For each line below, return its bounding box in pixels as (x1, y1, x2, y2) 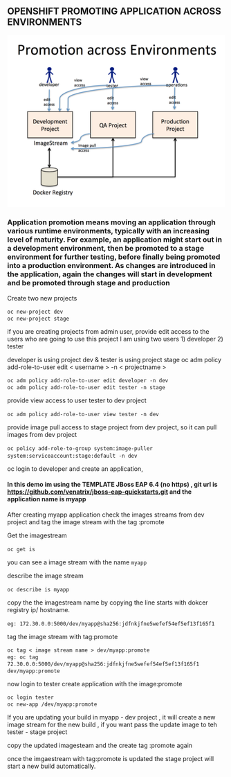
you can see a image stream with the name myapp (7, 558, 147, 566)
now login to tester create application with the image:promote (7, 680, 183, 688)
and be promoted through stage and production (7, 278, 171, 288)
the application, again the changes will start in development (7, 269, 212, 279)
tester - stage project (7, 728, 68, 736)
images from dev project (7, 430, 77, 438)
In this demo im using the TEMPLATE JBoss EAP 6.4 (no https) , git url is (7, 481, 218, 489)
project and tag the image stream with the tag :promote (7, 518, 165, 526)
